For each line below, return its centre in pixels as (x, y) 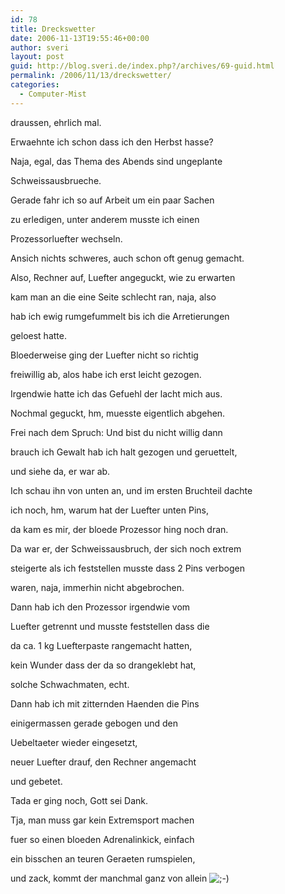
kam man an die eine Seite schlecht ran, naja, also (113, 297)
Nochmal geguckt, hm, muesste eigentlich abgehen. (118, 413)
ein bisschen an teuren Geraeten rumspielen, (103, 858)
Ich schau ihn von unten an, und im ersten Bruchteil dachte (131, 490)
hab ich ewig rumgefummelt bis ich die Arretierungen (120, 316)
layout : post (37, 57)
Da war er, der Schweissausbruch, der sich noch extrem (126, 548)
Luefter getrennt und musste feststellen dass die (110, 626)
